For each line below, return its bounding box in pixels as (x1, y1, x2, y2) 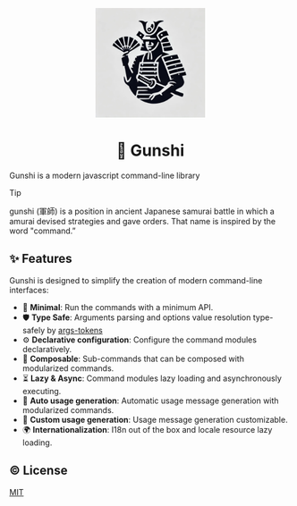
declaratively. (21, 343, 72, 354)
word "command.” (9, 225, 76, 236)
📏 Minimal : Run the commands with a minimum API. (21, 301, 214, 312)
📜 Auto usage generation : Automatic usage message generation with (21, 395, 279, 406)
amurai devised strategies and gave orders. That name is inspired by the (9, 215, 276, 226)
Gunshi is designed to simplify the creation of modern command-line (9, 274, 263, 285)
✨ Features (9, 251, 72, 266)
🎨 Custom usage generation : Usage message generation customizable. (21, 414, 288, 425)
